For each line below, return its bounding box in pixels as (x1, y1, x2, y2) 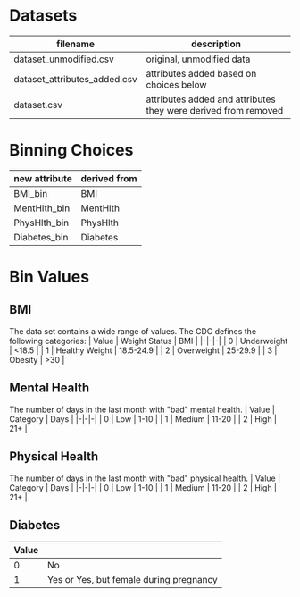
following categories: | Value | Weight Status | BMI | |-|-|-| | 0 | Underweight (9, 335, 288, 346)
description (190, 38, 241, 50)
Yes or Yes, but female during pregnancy (47, 574, 219, 586)
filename (56, 38, 96, 50)
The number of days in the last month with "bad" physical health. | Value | (9, 473, 281, 483)
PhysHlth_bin (13, 216, 70, 229)
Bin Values (9, 267, 90, 287)
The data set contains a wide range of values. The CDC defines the (9, 325, 257, 336)
